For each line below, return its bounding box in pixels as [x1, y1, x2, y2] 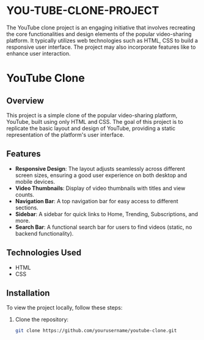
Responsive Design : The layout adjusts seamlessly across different [15, 165, 185, 172]
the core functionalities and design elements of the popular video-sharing [6, 30, 192, 37]
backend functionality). [15, 230, 74, 237]
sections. [15, 204, 38, 211]
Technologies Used [6, 248, 81, 258]
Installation [6, 288, 50, 298]
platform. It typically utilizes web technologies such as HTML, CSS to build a [6, 37, 199, 44]
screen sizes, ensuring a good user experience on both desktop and [15, 172, 188, 179]
